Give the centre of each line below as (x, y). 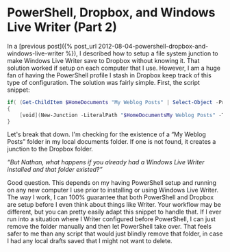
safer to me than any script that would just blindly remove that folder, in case (115, 234)
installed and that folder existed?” (55, 170)
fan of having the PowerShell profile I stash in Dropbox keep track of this (110, 75)
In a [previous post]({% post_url (52, 46)
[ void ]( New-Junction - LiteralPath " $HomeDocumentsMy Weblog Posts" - (121, 115)
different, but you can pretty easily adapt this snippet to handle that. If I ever (114, 212)
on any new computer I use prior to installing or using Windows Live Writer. (113, 190)
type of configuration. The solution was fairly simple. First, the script (104, 82)
